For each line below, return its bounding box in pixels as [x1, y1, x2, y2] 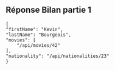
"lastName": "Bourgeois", [5, 32, 71, 38]
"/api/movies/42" [16, 42, 61, 48]
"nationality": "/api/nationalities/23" [5, 53, 110, 59]
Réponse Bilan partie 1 [5, 5, 92, 15]
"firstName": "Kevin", [5, 26, 63, 32]
